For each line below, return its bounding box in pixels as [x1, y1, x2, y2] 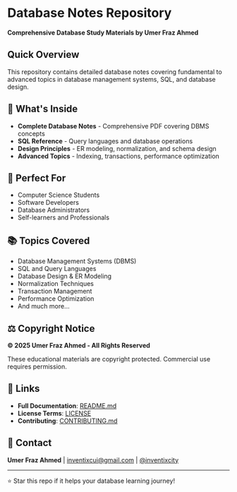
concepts [17, 129, 46, 138]
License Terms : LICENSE [17, 409, 92, 417]
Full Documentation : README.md [17, 401, 117, 410]
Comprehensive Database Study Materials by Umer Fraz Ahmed [7, 28, 199, 37]
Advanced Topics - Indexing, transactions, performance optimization [17, 152, 220, 160]
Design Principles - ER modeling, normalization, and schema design [17, 144, 217, 152]
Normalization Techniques [17, 280, 94, 288]
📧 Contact [7, 437, 52, 449]
